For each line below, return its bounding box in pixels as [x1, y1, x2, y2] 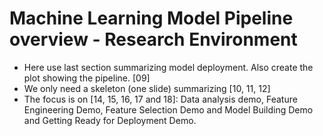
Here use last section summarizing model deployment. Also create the [23, 61, 314, 73]
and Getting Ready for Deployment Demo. [23, 114, 197, 126]
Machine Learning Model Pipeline [9, 7, 294, 30]
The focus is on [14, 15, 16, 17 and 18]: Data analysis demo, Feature [23, 93, 298, 105]
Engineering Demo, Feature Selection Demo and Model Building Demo [23, 103, 314, 116]
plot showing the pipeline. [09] [23, 72, 151, 84]
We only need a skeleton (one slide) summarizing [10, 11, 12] [23, 82, 271, 94]
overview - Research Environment [9, 28, 298, 51]
